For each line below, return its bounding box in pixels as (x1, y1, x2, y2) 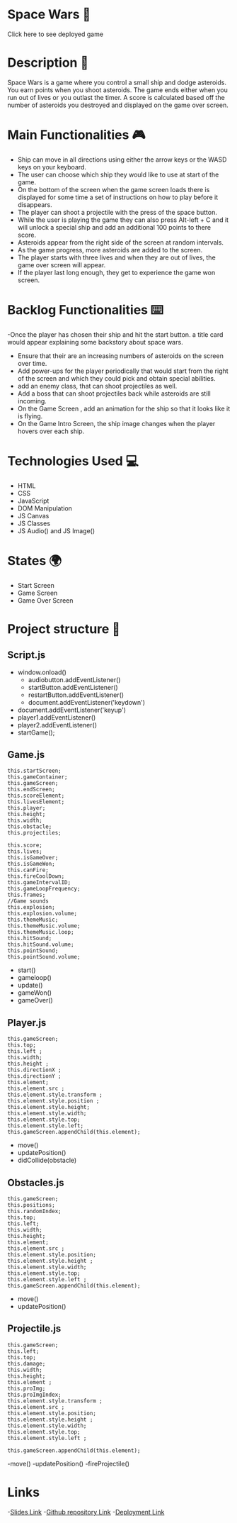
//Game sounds (7, 898, 50, 905)
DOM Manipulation (17, 503, 73, 513)
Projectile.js (7, 1322, 62, 1335)
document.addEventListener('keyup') (17, 705, 126, 714)
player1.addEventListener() (17, 713, 96, 722)
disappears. (17, 200, 53, 208)
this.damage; (7, 1360, 46, 1367)
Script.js (7, 649, 46, 662)
